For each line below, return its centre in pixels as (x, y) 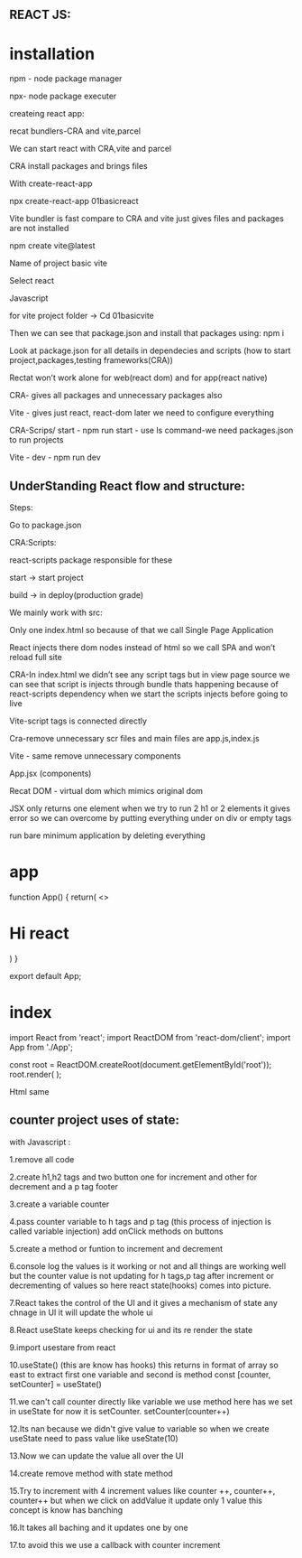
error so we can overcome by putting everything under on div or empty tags (151, 818)
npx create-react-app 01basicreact (74, 201)
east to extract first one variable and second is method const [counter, (140, 1374)
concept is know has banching (66, 1510)
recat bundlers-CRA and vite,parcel (75, 131)
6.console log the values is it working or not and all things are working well (148, 1266)
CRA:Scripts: (33, 543)
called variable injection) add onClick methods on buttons (116, 1231)
